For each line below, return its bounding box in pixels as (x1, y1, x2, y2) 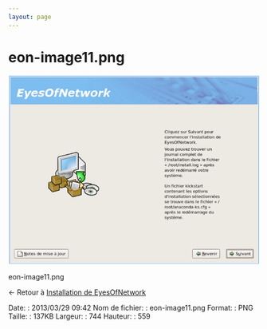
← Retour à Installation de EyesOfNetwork (8, 287, 146, 297)
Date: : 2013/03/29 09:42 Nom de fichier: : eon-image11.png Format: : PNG (8, 303, 253, 313)
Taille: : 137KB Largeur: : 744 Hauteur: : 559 (8, 311, 151, 321)
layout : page (8, 13, 52, 21)
